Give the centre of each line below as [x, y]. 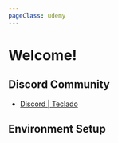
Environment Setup [57, 129]
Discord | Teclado [49, 104]
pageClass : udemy [37, 16]
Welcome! [43, 55]
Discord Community [59, 85]
